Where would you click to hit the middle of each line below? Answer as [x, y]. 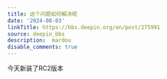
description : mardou [39, 41]
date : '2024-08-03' [36, 21]
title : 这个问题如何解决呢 [43, 14]
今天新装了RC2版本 [36, 68]
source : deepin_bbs [36, 34]
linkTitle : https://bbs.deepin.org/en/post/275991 [84, 27]
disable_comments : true [43, 47]
